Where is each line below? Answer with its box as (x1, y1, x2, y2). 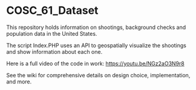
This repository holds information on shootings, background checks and (6, 24, 186, 31)
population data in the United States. (6, 30, 97, 37)
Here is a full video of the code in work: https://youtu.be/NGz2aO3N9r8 (6, 60, 185, 67)
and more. (6, 78, 32, 85)
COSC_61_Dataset (6, 4, 99, 18)
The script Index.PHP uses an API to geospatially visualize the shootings (6, 42, 186, 49)
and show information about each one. (6, 48, 103, 55)
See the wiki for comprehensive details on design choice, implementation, (6, 71, 191, 79)
